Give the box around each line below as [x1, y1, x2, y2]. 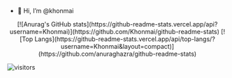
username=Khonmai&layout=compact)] [60, 42, 175, 50]
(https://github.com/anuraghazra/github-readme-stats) [38, 49, 197, 58]
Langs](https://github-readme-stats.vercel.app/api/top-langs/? [34, 35, 215, 43]
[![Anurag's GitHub [17, 20, 72, 28]
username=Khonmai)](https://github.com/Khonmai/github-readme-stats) [9, 28, 220, 36]
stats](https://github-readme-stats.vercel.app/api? [72, 20, 218, 28]
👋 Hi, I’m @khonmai [17, 7, 74, 15]
